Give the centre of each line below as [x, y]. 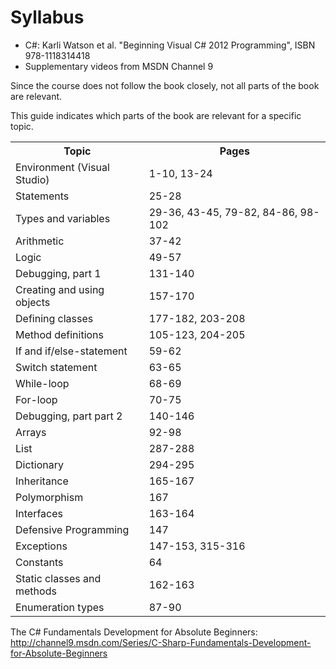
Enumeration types [60, 607]
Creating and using [60, 289]
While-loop [42, 383]
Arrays [31, 432]
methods [36, 591]
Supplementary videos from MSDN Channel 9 [119, 66]
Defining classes [54, 318]
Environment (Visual [62, 167]
